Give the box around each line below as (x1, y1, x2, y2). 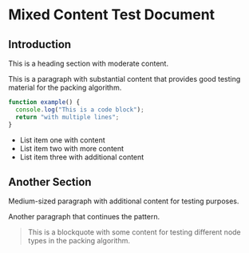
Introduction (8, 38, 72, 51)
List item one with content (19, 135, 105, 145)
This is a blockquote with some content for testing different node (27, 227, 241, 237)
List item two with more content (19, 143, 125, 153)
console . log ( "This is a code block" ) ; (15, 106, 145, 114)
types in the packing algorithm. (27, 236, 130, 246)
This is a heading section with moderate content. (8, 58, 169, 68)
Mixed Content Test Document (8, 6, 215, 24)
